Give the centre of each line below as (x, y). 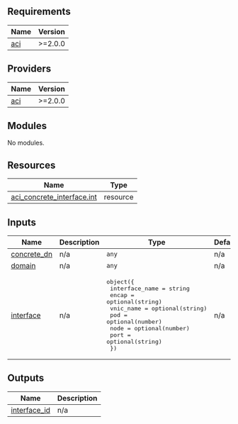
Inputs (22, 222)
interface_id (31, 410)
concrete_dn (32, 255)
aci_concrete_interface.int (54, 197)
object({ (120, 282)
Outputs (26, 378)
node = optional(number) (149, 329)
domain (23, 266)
